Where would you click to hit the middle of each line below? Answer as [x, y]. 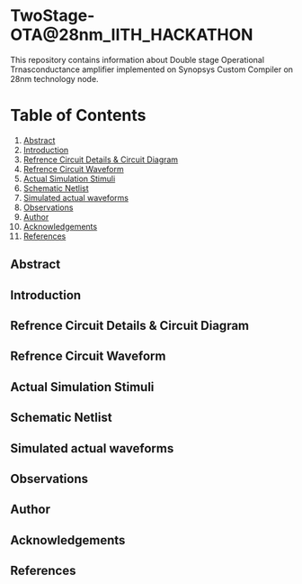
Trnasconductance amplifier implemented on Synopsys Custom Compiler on [152, 69]
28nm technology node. [54, 78]
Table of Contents [78, 116]
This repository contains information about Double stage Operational [137, 59]
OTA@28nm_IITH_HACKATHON [132, 35]
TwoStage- [53, 16]
